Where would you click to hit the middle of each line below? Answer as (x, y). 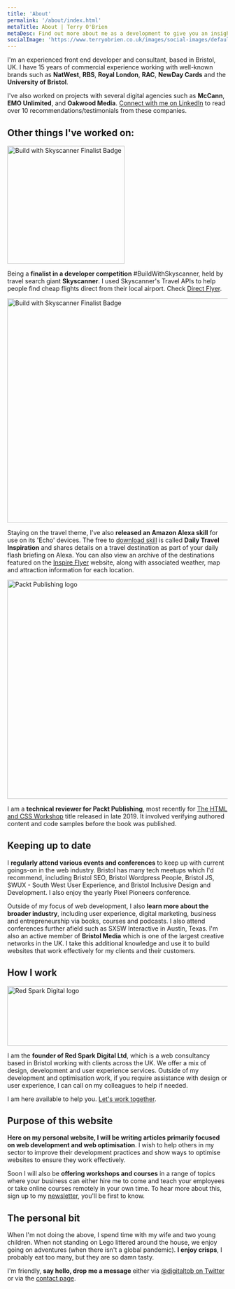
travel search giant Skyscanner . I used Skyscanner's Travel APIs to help (112, 281)
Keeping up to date (49, 846)
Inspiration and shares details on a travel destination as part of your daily (113, 547)
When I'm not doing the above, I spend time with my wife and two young (112, 1235)
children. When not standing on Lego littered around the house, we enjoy (112, 1243)
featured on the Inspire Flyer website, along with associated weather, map (114, 562)
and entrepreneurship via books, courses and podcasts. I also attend (106, 921)
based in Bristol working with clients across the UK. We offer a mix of (107, 1062)
